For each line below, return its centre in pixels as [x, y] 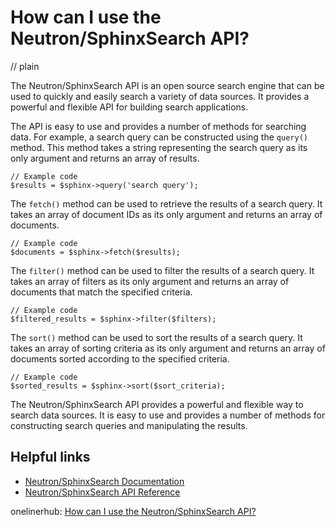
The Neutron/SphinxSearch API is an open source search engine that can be [167, 85]
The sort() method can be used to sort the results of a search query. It [156, 337]
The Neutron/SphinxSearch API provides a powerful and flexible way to [157, 404]
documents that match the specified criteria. [101, 292]
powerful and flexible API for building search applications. [129, 107]
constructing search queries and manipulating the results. [129, 425]
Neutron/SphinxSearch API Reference [102, 492]
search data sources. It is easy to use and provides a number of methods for [168, 415]
